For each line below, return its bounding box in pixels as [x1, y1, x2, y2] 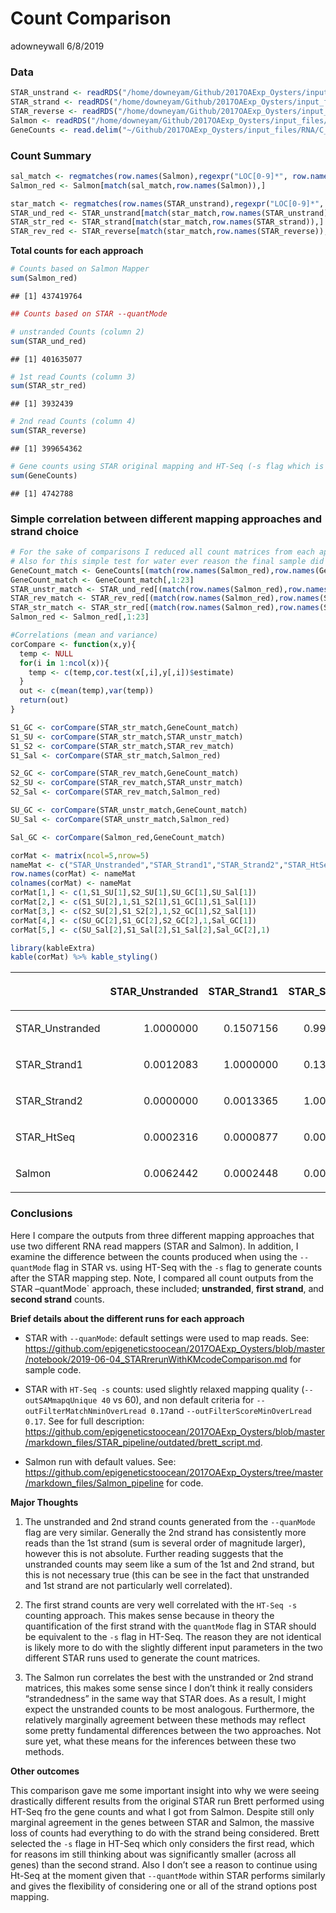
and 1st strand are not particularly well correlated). [24, 1579, 233, 1591]
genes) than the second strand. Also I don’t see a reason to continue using [10, 1858, 318, 1871]
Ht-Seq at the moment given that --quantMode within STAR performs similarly [10, 1869, 326, 1881]
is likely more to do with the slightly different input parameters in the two [24, 1641, 323, 1653]
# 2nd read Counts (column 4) [10, 417, 137, 427]
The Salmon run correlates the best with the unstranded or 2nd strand [24, 1671, 314, 1683]
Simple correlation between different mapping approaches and [10, 512, 323, 526]
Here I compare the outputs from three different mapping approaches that [10, 1229, 315, 1241]
